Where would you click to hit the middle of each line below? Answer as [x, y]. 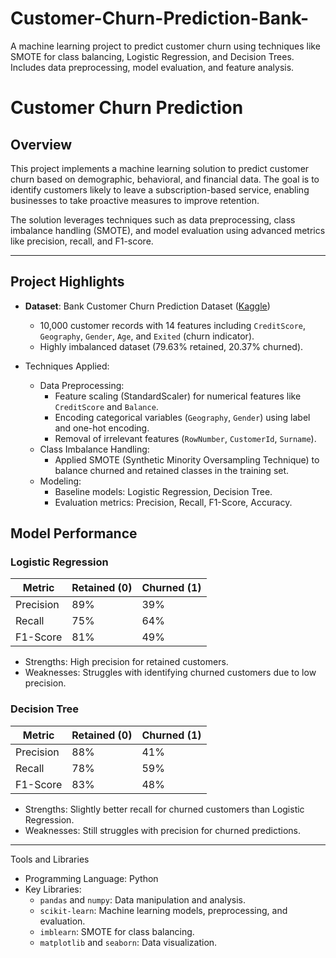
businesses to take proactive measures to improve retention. [135, 200]
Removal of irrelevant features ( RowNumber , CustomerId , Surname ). [185, 438]
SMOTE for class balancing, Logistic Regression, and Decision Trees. [152, 56]
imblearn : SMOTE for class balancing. [117, 931]
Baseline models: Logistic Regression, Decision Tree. [163, 491]
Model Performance [74, 533]
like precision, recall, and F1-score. [82, 241]
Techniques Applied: [67, 366]
